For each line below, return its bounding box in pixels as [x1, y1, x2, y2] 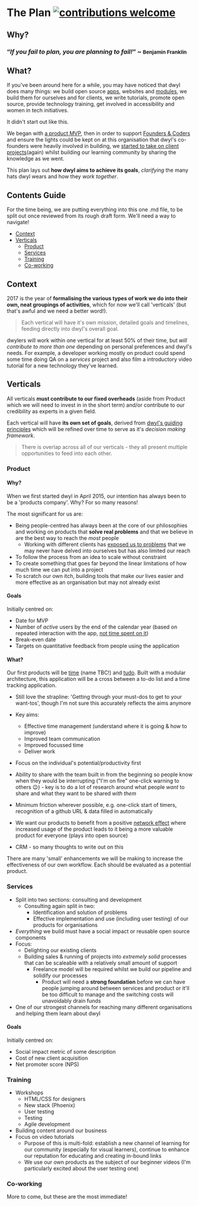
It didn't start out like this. [7, 118, 69, 125]
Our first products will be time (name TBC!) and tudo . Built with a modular [7, 669, 186, 676]
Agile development [24, 1121, 70, 1128]
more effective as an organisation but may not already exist [15, 579, 161, 586]
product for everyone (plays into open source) [15, 832, 128, 839]
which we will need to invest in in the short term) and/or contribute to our [7, 401, 185, 409]
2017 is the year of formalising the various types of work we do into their [7, 294, 188, 301]
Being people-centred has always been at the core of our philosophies [15, 522, 188, 529]
